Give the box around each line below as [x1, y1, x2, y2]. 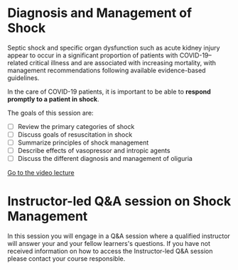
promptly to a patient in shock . [7, 94, 99, 103]
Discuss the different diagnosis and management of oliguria [17, 154, 193, 163]
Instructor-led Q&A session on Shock [7, 193, 232, 210]
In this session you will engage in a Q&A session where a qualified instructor [7, 232, 231, 240]
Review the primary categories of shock [17, 122, 135, 130]
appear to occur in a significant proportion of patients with [7, 51, 178, 60]
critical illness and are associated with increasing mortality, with [29, 58, 217, 67]
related [7, 58, 28, 67]
